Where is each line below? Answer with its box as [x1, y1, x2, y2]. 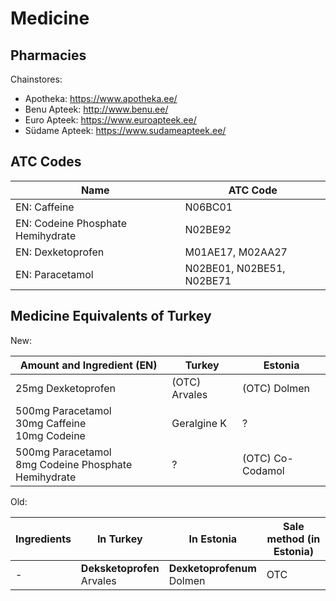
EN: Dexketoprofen [15, 245, 105, 259]
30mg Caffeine [15, 416, 87, 430]
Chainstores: [10, 73, 63, 85]
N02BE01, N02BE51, [184, 261, 286, 275]
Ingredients [15, 532, 72, 546]
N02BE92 [184, 222, 232, 236]
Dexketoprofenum [168, 561, 257, 575]
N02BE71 [184, 273, 232, 287]
